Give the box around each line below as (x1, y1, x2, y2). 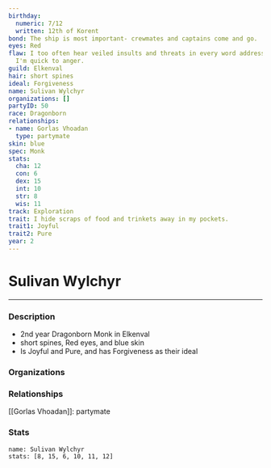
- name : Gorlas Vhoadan (8, 124, 89, 133)
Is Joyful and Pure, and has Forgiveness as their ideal (19, 347, 198, 356)
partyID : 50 (8, 102, 48, 110)
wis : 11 (15, 200, 42, 208)
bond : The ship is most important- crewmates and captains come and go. (8, 34, 258, 43)
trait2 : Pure (8, 230, 52, 238)
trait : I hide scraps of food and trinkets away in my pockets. (8, 215, 229, 223)
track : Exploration (8, 207, 74, 215)
